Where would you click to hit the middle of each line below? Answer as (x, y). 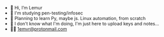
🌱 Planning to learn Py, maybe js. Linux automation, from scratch (78, 18)
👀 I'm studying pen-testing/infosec (46, 13)
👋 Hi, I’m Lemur (26, 8)
